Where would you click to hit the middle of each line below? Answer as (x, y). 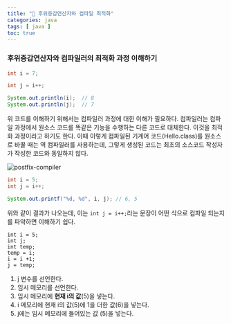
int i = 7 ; (23, 73)
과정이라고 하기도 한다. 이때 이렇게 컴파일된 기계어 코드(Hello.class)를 (109, 136)
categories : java (32, 20)
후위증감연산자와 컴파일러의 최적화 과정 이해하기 (82, 58)
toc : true (21, 33)
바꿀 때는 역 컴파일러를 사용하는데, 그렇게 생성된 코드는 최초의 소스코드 (109, 145)
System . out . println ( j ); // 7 (51, 105)
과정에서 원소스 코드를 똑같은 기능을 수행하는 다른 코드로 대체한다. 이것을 (112, 127)
